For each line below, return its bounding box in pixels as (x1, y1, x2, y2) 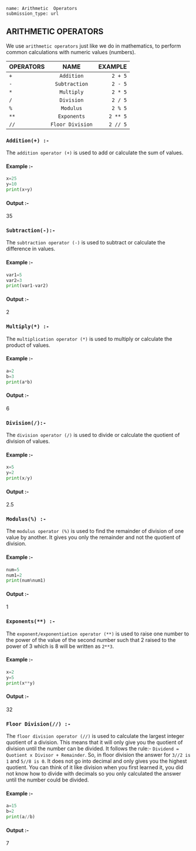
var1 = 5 (6, 271, 22, 278)
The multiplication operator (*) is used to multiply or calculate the (6, 335, 173, 342)
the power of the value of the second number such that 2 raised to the (6, 636, 176, 643)
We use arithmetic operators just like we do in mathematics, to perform (6, 42, 181, 49)
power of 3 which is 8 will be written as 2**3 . (6, 643, 114, 650)
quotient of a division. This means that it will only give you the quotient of (6, 739, 183, 746)
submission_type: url (6, 11, 59, 16)
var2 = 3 (6, 277, 22, 283)
